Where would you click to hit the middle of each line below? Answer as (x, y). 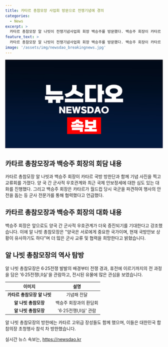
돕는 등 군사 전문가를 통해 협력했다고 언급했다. (59, 195)
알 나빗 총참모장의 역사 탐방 (44, 255)
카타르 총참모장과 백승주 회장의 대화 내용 (63, 212)
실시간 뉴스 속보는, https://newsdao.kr (43, 339)
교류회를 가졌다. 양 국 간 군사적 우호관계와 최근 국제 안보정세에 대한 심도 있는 (80, 183)
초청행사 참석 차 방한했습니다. (47, 329)
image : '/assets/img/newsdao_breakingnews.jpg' (56, 47)
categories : (17, 16)
